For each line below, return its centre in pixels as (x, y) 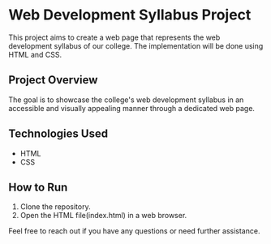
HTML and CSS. (35, 54)
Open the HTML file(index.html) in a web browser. (103, 216)
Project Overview (53, 80)
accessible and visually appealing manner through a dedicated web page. (132, 108)
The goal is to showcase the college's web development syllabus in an (126, 100)
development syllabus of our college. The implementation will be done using (136, 45)
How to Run (38, 187)
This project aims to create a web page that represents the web (114, 37)
